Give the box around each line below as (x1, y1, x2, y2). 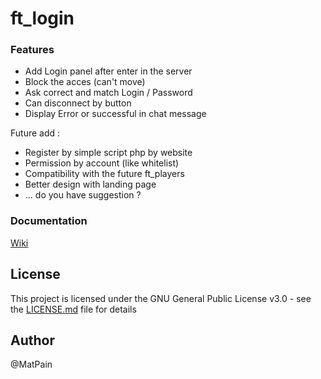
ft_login (10, 7, 75, 30)
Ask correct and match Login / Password (24, 87, 193, 99)
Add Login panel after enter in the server (24, 65, 193, 77)
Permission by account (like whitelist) (24, 157, 180, 169)
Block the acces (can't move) (24, 76, 146, 88)
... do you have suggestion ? (24, 189, 142, 201)
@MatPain (10, 358, 53, 371)
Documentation (10, 214, 88, 228)
